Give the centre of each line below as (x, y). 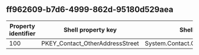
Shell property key (90, 30)
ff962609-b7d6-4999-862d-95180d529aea (90, 10)
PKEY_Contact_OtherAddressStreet (90, 43)
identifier (22, 33)
